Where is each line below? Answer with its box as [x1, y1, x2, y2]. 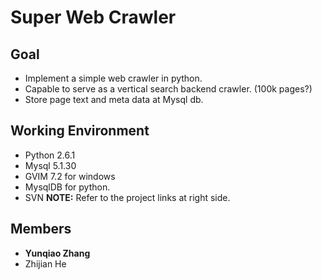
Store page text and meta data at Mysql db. [24, 94, 204, 105]
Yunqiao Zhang [24, 247, 91, 259]
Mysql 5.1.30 [24, 159, 77, 171]
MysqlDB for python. [24, 181, 111, 193]
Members [10, 221, 72, 238]
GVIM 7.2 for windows [24, 170, 116, 182]
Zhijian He [24, 257, 67, 270]
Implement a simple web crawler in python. [24, 72, 203, 84]
